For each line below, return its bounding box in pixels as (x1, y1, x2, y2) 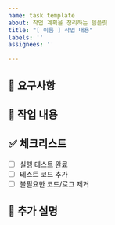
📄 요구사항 (8, 79, 56, 92)
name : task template (8, 11, 76, 20)
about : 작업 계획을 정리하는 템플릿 (8, 19, 108, 27)
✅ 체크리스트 (8, 137, 67, 150)
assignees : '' (8, 41, 55, 49)
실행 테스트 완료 (19, 159, 68, 169)
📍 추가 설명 (8, 205, 59, 218)
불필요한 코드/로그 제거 (19, 179, 90, 189)
